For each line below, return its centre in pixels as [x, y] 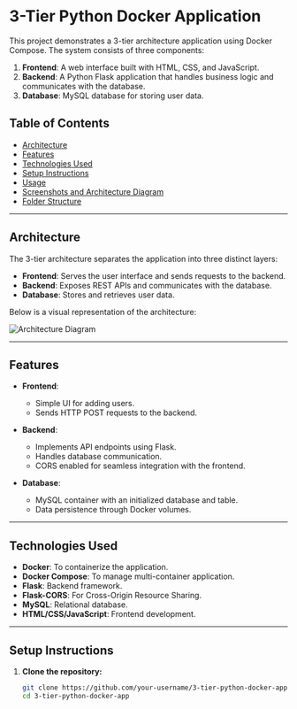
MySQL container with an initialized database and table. [137, 500]
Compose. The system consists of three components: [107, 50]
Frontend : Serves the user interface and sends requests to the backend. [154, 275]
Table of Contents [60, 123]
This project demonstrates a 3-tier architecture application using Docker [141, 41]
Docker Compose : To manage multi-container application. [128, 576]
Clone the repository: [62, 671]
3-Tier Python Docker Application [135, 16]
